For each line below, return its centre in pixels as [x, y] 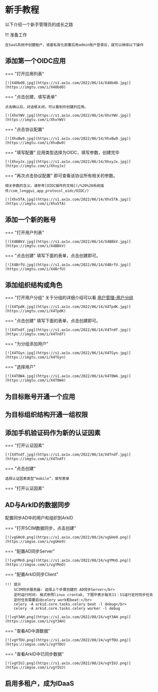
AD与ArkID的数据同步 [38, 505]
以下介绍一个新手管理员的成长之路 [39, 24]
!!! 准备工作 [16, 35]
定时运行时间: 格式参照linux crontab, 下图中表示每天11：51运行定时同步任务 [84, 595]
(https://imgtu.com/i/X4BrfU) [36, 269]
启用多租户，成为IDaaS [39, 683]
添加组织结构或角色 [34, 285]
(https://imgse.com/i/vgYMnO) [36, 565]
